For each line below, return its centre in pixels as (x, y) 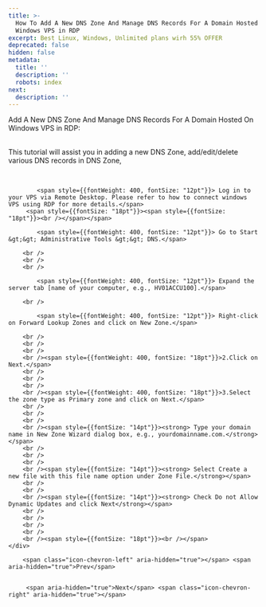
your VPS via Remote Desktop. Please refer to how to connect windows (128, 198)
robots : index (39, 82)
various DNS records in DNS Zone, (65, 161)
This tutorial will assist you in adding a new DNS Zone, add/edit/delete (123, 152)
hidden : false (32, 53)
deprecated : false (39, 45)
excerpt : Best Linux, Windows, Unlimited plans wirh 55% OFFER (115, 38)
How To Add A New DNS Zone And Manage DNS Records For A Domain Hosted (137, 23)
